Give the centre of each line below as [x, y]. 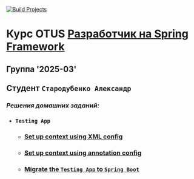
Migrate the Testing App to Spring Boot [82, 169]
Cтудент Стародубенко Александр [69, 88]
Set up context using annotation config [83, 153]
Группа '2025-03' [42, 69]
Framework [35, 47]
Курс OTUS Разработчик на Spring [98, 34]
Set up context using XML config [73, 137]
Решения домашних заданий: [53, 105]
